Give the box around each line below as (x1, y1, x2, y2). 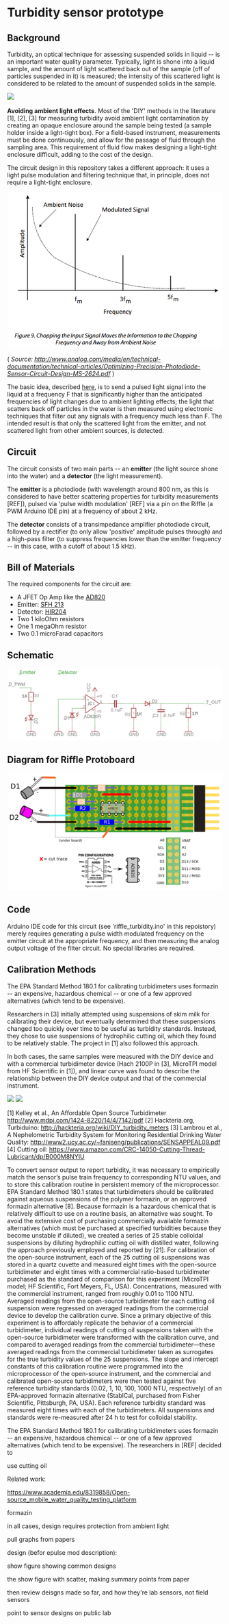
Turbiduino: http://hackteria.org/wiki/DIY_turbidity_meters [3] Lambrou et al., (7, 1123, 223, 1132)
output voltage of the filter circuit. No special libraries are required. (7, 944, 196, 952)
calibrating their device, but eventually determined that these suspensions (7, 1017, 216, 1025)
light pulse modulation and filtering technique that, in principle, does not (7, 171, 210, 179)
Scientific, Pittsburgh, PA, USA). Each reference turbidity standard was (7, 1399, 206, 1407)
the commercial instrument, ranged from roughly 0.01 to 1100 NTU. (7, 1289, 195, 1297)
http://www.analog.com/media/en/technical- (33, 355, 161, 363)
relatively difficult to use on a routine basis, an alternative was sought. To (7, 1209, 213, 1217)
